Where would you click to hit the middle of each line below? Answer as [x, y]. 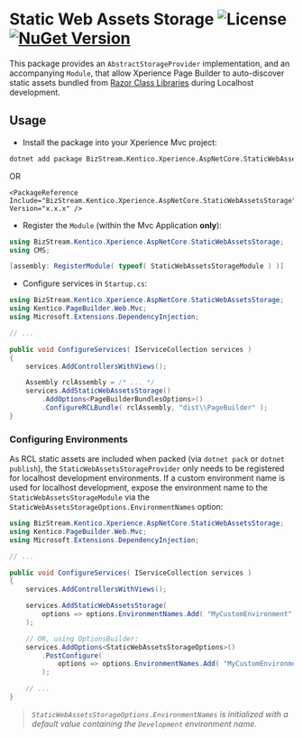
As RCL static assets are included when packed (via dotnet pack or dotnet [147, 459]
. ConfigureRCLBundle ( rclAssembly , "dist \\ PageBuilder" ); [155, 408]
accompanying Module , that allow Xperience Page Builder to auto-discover [147, 73]
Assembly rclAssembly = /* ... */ [90, 383]
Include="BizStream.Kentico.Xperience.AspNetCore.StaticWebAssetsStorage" [153, 200]
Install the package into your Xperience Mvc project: [120, 142]
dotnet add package [46, 159]
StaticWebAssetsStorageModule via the [80, 497]
